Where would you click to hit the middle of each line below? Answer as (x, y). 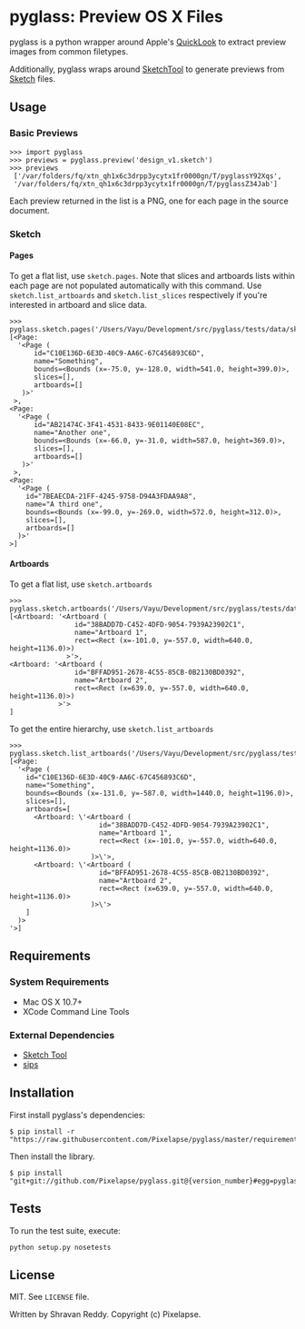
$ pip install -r (42, 1131)
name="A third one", (64, 504)
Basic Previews (44, 134)
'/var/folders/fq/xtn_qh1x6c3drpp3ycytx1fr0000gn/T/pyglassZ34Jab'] (146, 183)
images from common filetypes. (69, 51)
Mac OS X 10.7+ (53, 1002)
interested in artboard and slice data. (78, 304)
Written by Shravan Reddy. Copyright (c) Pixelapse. (105, 1314)
